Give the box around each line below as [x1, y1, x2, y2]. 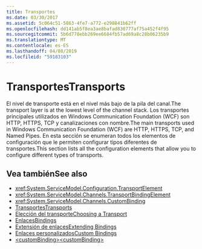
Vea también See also [6, 169, 88, 179]
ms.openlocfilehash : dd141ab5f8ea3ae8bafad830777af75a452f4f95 [6, 25, 169, 32]
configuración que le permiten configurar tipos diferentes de [6, 138, 157, 146]
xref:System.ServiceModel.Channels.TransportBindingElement [15, 191, 171, 198]
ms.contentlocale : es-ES [6, 43, 69, 49]
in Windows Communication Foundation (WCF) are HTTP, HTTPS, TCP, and [6, 125, 195, 133]
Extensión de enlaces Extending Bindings [15, 223, 117, 230]
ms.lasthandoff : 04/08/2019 [6, 48, 77, 54]
